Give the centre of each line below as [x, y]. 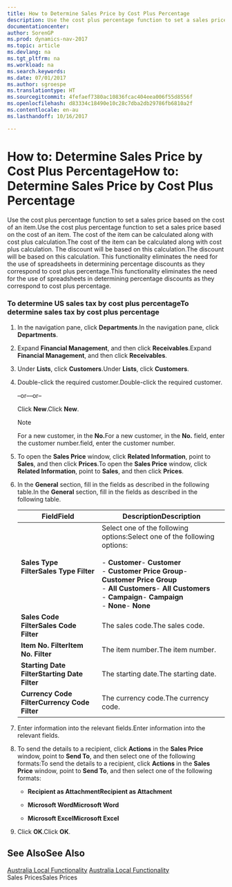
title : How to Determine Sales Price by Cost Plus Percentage [98, 13]
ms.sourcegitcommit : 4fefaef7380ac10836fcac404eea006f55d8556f [100, 97]
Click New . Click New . [48, 409]
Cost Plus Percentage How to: [93, 171]
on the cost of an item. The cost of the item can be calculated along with [110, 234]
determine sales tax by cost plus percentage [84, 312]
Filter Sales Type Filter [58, 571]
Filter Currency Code [55, 702]
